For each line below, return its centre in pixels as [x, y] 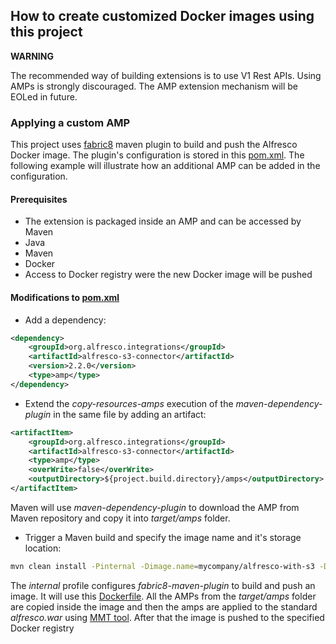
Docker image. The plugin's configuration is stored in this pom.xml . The [157, 155]
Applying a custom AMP [70, 122]
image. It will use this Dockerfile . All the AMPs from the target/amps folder [163, 596]
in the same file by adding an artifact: [130, 414]
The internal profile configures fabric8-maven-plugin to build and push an [163, 585]
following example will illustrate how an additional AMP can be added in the [165, 166]
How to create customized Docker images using [162, 16]
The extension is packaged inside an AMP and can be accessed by [163, 221]
